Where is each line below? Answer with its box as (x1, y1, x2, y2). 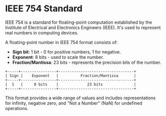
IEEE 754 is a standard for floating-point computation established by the (5, 19, 152, 25)
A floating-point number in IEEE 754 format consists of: (5, 39, 118, 45)
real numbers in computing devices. (5, 30, 78, 36)
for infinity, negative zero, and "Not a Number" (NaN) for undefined (5, 100, 143, 106)
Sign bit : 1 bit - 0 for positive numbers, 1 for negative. (12, 49, 121, 55)
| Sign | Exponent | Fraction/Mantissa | (5, 73, 136, 78)
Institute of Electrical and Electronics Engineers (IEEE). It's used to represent (5, 24, 161, 30)
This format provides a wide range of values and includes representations (5, 95, 156, 101)
